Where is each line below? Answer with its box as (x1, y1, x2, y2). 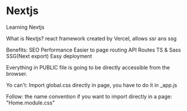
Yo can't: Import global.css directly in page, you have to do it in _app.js (6, 81, 178, 89)
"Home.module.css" (6, 99, 55, 106)
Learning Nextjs (6, 23, 45, 31)
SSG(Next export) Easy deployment (6, 52, 92, 59)
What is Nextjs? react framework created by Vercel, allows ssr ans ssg (6, 35, 177, 42)
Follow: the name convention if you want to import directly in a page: (6, 93, 172, 100)
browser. (6, 70, 28, 77)
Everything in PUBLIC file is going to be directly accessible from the (6, 63, 171, 71)
